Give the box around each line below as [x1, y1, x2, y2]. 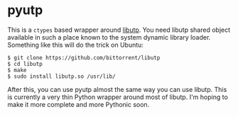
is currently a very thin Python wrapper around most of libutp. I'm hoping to [7, 93, 229, 101]
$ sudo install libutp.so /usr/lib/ [7, 73, 116, 80]
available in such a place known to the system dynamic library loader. [7, 33, 211, 41]
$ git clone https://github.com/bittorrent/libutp [7, 54, 161, 62]
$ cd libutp [7, 60, 43, 67]
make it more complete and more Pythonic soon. [7, 100, 150, 108]
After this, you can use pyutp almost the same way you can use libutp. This [7, 85, 227, 93]
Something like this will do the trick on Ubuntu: [7, 40, 144, 49]
